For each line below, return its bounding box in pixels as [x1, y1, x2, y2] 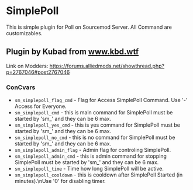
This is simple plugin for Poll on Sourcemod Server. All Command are [6, 23, 173, 30]
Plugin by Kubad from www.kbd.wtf [6, 47, 139, 57]
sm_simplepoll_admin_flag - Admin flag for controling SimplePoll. [14, 147, 171, 154]
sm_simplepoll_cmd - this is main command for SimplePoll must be [14, 109, 173, 116]
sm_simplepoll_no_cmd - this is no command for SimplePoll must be [14, 134, 175, 141]
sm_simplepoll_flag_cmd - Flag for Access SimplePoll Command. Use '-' [14, 97, 188, 104]
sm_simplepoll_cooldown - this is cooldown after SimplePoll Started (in [14, 171, 183, 178]
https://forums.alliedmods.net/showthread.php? [49, 62, 165, 69]
